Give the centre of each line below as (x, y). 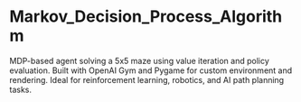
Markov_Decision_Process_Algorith (146, 17)
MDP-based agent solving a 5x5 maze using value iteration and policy (139, 60)
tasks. (21, 89)
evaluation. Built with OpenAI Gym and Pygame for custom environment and (151, 70)
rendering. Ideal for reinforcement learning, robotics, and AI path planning (147, 79)
